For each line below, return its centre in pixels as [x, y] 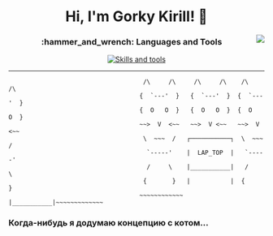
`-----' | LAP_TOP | [190, 153]
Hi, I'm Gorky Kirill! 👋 [136, 17]
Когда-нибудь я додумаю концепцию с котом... [108, 223]
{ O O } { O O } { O [196, 110]
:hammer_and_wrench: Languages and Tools [132, 42]
